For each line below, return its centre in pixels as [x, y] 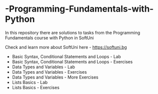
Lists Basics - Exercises [36, 87]
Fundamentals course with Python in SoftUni [49, 38]
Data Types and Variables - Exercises [49, 72]
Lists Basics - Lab [30, 82]
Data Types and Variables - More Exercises [55, 77]
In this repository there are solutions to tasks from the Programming [73, 32]
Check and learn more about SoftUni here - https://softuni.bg [66, 47]
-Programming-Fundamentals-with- [79, 9]
